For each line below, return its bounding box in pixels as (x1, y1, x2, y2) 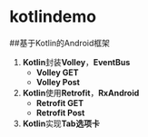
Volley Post (35, 76, 80, 87)
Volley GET (35, 66, 79, 78)
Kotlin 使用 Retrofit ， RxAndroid (22, 87, 140, 98)
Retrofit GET (35, 97, 84, 108)
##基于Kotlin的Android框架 (9, 37, 111, 48)
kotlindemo (9, 6, 97, 27)
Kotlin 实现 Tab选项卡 (22, 118, 100, 129)
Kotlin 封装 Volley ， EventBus (22, 56, 131, 67)
